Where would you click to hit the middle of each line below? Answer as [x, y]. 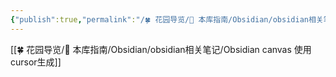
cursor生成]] [36, 62]
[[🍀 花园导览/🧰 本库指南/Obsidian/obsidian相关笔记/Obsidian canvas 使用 [161, 49]
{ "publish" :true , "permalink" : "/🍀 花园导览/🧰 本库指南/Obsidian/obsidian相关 [167, 19]
